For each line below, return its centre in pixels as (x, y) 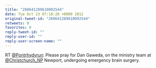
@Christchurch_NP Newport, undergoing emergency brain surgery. (72, 60)
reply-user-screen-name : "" (34, 41)
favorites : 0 (18, 28)
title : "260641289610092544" (35, 9)
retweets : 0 (17, 23)
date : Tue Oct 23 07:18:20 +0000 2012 (44, 14)
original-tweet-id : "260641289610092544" (48, 18)
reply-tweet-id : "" (25, 32)
